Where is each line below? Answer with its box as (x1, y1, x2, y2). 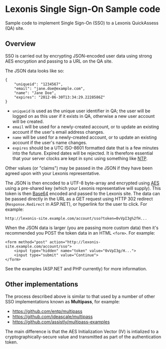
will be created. (12, 118, 44, 124)
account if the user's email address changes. (12, 129, 105, 135)
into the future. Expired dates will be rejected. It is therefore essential (12, 150, 154, 156)
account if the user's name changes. (12, 139, 88, 145)
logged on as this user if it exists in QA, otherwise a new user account (12, 113, 155, 119)
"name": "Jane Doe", (14, 90, 56, 95)
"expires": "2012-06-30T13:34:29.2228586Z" (14, 94, 106, 100)
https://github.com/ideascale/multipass (12, 313, 93, 319)
